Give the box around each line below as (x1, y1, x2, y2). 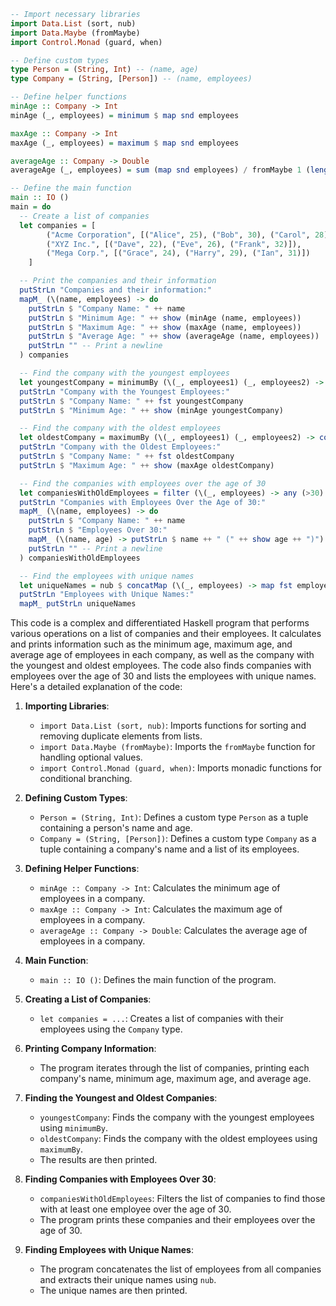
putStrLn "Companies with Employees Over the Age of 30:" (19, 497, 267, 507)
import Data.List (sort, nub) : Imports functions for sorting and (39, 720, 307, 732)
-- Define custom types (10, 55, 110, 65)
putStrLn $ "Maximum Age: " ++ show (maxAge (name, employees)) (28, 322, 302, 332)
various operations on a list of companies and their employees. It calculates (10, 628, 322, 640)
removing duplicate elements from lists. (39, 730, 203, 742)
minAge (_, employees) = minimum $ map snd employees (10, 110, 240, 120)
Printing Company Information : (24, 1043, 157, 1055)
